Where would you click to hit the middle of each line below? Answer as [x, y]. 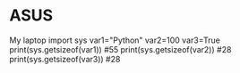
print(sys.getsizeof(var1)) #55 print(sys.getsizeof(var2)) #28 [120, 49]
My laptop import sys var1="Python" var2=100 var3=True [115, 40]
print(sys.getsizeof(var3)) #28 [65, 59]
